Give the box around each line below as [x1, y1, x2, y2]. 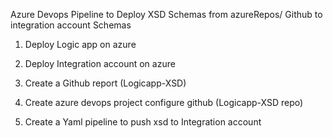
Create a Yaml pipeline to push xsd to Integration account [24, 116, 262, 128]
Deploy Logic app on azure [24, 39, 137, 50]
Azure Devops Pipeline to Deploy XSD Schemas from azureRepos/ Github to [10, 9, 323, 20]
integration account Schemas [10, 19, 132, 31]
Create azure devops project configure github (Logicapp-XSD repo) [24, 97, 304, 108]
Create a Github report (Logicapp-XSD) [24, 77, 187, 89]
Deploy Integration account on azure [24, 58, 176, 69]
